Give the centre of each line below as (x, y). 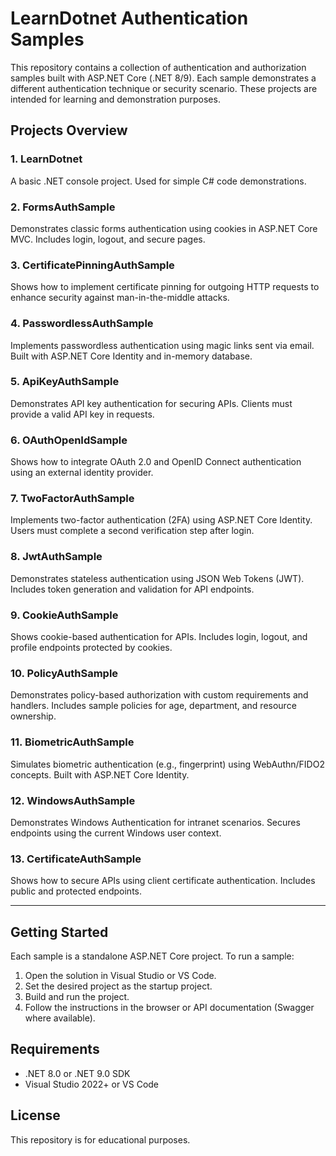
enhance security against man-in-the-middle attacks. (120, 298)
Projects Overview (69, 130)
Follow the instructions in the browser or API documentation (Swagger (169, 1007)
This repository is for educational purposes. (100, 1139)
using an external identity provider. (82, 473)
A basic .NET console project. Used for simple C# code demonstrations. (158, 181)
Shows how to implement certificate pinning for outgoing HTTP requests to (165, 287)
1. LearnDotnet (46, 159)
